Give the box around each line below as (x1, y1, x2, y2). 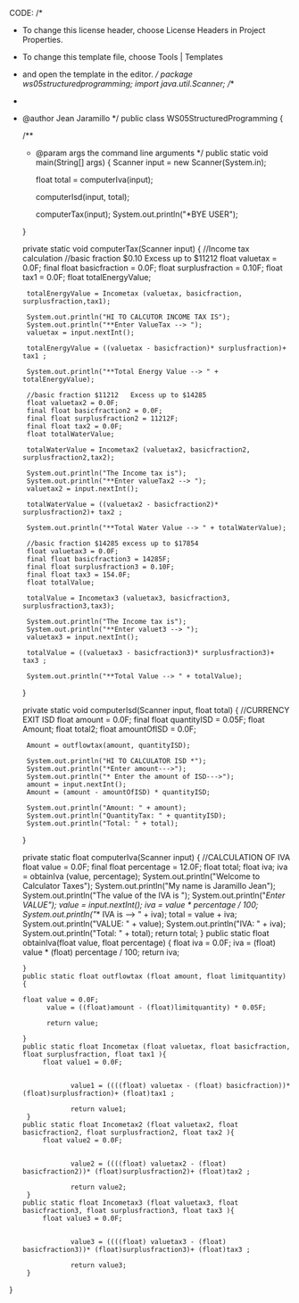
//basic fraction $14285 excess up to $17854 (26, 539, 199, 548)
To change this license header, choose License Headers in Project (21, 25, 266, 35)
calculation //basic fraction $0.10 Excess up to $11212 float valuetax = (21, 253, 278, 263)
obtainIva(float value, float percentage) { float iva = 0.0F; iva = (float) (21, 937, 277, 948)
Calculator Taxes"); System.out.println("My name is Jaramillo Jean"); (21, 881, 277, 891)
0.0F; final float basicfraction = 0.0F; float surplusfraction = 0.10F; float (21, 262, 283, 273)
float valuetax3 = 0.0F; (26, 547, 119, 556)
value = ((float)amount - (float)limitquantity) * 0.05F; (46, 1003, 267, 1012)
